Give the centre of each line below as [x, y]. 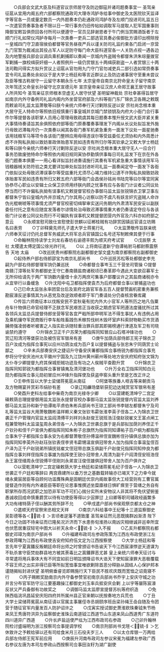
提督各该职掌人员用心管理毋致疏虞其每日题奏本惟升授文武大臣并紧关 [86, 117]
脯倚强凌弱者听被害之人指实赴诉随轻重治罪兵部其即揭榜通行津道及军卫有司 [80, 326]
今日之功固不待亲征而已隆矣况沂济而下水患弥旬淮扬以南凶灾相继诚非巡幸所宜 [82, 522]
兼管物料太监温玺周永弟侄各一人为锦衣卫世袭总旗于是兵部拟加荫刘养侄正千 [84, 424]
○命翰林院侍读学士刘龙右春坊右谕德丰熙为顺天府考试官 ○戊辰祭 [82, 240]
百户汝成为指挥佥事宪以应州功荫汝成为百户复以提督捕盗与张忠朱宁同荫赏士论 [82, 344]
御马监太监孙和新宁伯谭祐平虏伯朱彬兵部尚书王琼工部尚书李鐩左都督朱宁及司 [82, 405]
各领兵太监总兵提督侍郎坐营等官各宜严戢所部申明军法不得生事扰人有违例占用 [82, 313]
